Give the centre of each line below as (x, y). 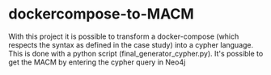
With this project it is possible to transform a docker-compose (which (124, 36)
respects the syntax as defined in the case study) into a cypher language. (131, 44)
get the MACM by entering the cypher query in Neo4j (97, 62)
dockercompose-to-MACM (101, 14)
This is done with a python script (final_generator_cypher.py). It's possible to (136, 53)
